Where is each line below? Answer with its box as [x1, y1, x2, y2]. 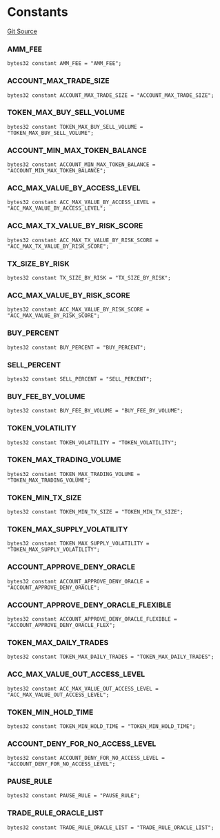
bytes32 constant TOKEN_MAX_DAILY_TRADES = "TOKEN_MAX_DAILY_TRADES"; [7, 653, 214, 661]
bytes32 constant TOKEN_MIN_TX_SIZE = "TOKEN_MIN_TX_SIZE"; [7, 509, 184, 516]
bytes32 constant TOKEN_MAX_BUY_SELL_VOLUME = [7, 123, 143, 130]
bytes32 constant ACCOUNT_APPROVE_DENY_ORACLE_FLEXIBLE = [7, 615, 177, 623]
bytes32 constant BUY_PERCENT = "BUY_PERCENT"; [7, 344, 147, 351]
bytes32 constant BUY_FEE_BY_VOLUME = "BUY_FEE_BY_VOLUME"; [7, 408, 184, 415]
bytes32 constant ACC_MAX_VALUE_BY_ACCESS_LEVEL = [7, 199, 156, 206]
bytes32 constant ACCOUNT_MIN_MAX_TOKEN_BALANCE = [7, 161, 156, 168]
